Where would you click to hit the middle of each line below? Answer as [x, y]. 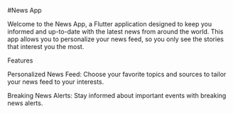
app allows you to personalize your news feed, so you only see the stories [115, 39]
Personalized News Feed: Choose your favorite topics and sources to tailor [117, 74]
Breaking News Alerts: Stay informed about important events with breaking [117, 96]
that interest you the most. [46, 47]
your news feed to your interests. [56, 82]
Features [20, 60]
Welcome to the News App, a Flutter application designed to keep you [109, 24]
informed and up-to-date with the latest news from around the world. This [115, 32]
